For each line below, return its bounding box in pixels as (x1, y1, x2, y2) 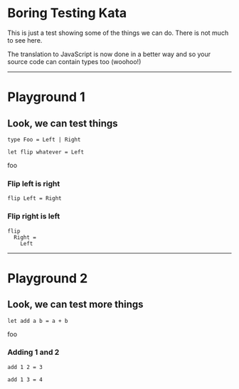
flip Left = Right (7, 195, 62, 202)
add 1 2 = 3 (7, 363, 43, 371)
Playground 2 (7, 270, 88, 286)
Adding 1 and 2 (7, 347, 60, 357)
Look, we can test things (7, 117, 119, 129)
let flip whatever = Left (7, 148, 84, 156)
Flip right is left (7, 211, 60, 221)
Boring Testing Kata (7, 5, 127, 21)
